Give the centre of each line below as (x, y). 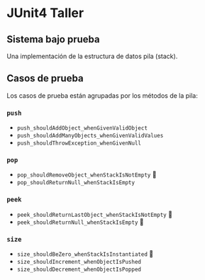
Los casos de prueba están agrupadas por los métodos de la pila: (102, 95)
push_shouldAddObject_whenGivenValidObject (82, 128)
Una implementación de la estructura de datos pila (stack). (92, 56)
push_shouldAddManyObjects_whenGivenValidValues (90, 136)
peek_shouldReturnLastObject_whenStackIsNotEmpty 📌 (95, 214)
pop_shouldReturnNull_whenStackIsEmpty (76, 183)
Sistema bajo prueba (53, 39)
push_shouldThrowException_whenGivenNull (79, 143)
